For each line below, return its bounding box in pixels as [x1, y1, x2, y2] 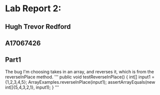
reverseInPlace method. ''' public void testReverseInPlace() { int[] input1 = [5, 74, 155, 80]
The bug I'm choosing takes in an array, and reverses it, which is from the [5, 69, 154, 74]
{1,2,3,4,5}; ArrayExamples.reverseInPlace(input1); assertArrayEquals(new [5, 79, 156, 85]
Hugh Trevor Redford [5, 23, 71, 31]
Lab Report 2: [5, 3, 62, 14]
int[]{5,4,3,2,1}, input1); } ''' [5, 84, 59, 90]
